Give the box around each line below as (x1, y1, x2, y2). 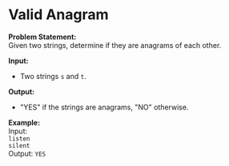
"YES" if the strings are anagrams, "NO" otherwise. (19, 102, 189, 112)
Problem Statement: (8, 32, 77, 41)
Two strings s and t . (19, 71, 86, 81)
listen (8, 134, 30, 143)
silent (8, 141, 30, 149)
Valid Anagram (8, 6, 110, 24)
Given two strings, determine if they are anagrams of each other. (8, 40, 222, 49)
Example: (8, 117, 41, 127)
